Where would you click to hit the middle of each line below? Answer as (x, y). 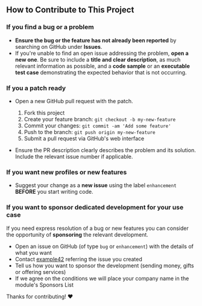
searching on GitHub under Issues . (58, 46)
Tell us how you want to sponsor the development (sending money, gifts (104, 266)
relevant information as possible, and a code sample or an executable (102, 66)
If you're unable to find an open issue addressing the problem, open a (102, 53)
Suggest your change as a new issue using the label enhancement (96, 185)
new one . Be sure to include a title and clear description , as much (98, 59)
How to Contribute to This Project (70, 10)
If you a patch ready (36, 88)
